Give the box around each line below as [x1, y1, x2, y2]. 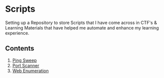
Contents [5, 44, 35, 52]
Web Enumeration [12, 68, 49, 74]
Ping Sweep [12, 57, 37, 63]
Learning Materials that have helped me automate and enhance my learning [5, 25, 159, 30]
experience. [5, 30, 30, 36]
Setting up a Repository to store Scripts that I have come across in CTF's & [5, 20, 157, 26]
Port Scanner [12, 62, 40, 68]
